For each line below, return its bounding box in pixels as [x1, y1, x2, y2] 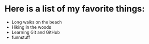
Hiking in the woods [11, 24, 51, 30]
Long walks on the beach [11, 19, 62, 25]
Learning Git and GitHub [11, 29, 60, 35]
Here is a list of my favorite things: [4, 3, 145, 14]
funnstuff [11, 34, 30, 40]
